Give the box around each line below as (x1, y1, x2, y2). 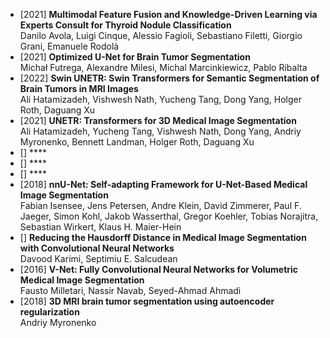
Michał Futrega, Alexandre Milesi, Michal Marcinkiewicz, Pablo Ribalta (19, 62, 308, 73)
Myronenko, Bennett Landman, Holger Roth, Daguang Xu (19, 136, 255, 148)
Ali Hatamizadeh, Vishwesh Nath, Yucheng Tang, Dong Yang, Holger (19, 94, 302, 105)
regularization (19, 306, 80, 318)
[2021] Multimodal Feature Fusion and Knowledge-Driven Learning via (19, 9, 318, 20)
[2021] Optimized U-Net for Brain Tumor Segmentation (19, 51, 251, 63)
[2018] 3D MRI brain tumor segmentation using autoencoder (19, 295, 275, 307)
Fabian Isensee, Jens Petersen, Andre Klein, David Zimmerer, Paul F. (19, 200, 302, 211)
